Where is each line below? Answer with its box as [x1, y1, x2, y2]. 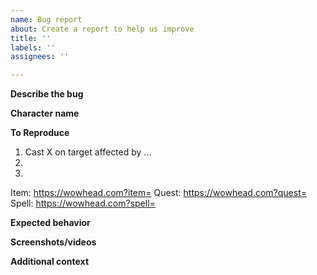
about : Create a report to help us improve [10, 24, 195, 34]
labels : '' [10, 42, 56, 53]
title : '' [10, 33, 52, 43]
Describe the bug [10, 88, 84, 100]
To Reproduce [10, 127, 70, 139]
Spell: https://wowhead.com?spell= [10, 197, 156, 210]
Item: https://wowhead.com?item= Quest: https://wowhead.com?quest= [10, 187, 307, 199]
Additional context [10, 256, 90, 268]
